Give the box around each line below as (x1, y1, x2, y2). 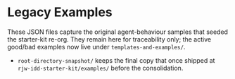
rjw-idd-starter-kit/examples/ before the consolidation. (17, 63, 184, 72)
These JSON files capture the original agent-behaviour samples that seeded (7, 28, 229, 36)
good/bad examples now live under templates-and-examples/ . (7, 42, 186, 51)
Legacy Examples (7, 4, 113, 20)
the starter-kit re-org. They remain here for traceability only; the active (7, 35, 212, 43)
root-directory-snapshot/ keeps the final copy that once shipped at (17, 56, 215, 64)
